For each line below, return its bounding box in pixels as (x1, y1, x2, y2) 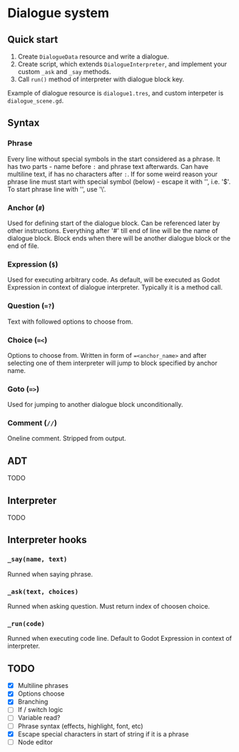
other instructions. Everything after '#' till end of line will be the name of (7, 226, 218, 235)
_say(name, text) (7, 555, 68, 564)
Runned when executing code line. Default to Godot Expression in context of (7, 634, 232, 643)
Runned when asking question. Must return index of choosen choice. (7, 602, 210, 611)
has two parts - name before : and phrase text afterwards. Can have (7, 162, 209, 170)
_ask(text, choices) (7, 587, 79, 596)
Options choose (17, 689, 65, 698)
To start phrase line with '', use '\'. (7, 185, 106, 193)
